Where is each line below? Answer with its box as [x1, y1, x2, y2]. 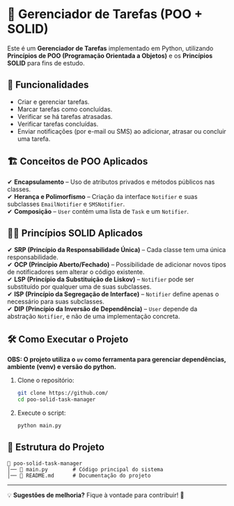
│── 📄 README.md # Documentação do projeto [7, 472, 151, 479]
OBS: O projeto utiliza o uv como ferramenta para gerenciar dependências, [7, 355, 226, 364]
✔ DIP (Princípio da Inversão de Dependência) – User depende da [7, 305, 198, 313]
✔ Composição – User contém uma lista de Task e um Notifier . [7, 207, 189, 215]
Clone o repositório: [17, 376, 75, 385]
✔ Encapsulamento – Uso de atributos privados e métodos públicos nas [7, 177, 215, 186]
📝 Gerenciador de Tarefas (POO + [7, 6, 203, 22]
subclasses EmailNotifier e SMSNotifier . [7, 200, 125, 208]
